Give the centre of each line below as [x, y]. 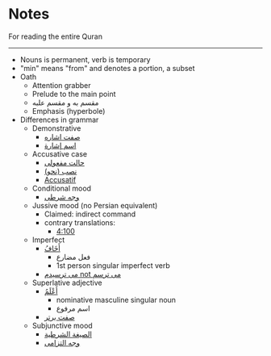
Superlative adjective [67, 283]
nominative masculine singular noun [116, 299]
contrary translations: [79, 222]
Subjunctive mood [62, 325]
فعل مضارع [73, 257]
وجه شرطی [62, 197]
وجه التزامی [62, 342]
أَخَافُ [52, 248]
